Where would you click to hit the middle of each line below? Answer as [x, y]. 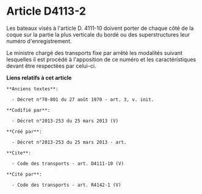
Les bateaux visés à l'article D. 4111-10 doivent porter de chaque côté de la [100, 28]
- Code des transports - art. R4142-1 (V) [67, 185]
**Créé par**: [24, 131]
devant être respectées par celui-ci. [51, 66]
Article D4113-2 [46, 11]
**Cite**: [19, 153]
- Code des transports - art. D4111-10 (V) [68, 163]
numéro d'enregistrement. [39, 41]
